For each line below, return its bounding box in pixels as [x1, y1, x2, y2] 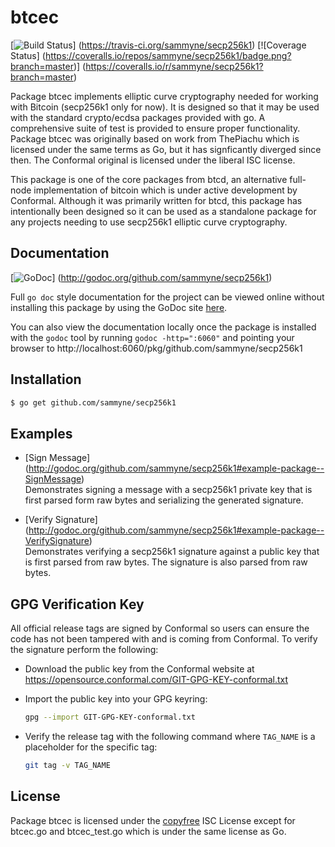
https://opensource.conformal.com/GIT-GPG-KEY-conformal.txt [24, 674, 289, 686]
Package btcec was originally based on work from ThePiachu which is [10, 132, 300, 145]
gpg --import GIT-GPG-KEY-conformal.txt [24, 712, 196, 723]
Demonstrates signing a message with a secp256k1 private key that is [24, 484, 313, 496]
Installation [10, 371, 82, 388]
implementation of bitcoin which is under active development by [33, 184, 298, 196]
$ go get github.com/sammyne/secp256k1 [10, 397, 177, 408]
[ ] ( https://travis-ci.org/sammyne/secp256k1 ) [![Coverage [10, 39, 307, 51]
